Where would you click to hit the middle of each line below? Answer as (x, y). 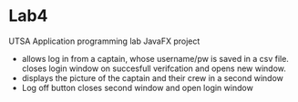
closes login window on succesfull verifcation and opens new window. (154, 68)
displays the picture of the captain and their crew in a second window (153, 77)
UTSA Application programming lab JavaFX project (104, 41)
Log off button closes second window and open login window (138, 87)
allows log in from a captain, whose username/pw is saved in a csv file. (155, 58)
